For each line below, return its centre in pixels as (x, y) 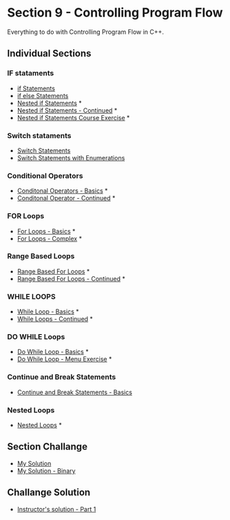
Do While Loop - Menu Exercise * (64, 359)
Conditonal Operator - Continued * (66, 198)
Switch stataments (39, 135)
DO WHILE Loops (36, 337)
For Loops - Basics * (46, 231)
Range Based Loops (41, 256)
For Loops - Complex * (50, 238)
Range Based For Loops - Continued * (71, 278)
